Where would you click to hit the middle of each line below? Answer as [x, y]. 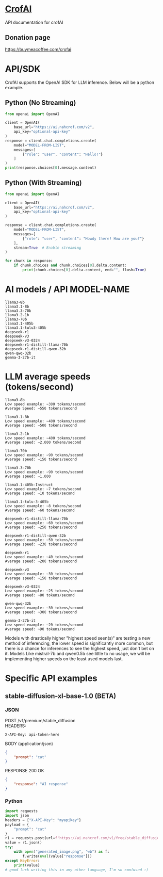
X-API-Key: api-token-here [32, 734]
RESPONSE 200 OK [25, 771]
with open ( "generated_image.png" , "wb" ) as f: [62, 852]
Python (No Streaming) [41, 103]
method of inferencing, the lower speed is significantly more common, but [79, 643]
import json [17, 816]
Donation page [28, 38]
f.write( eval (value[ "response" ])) [57, 856]
